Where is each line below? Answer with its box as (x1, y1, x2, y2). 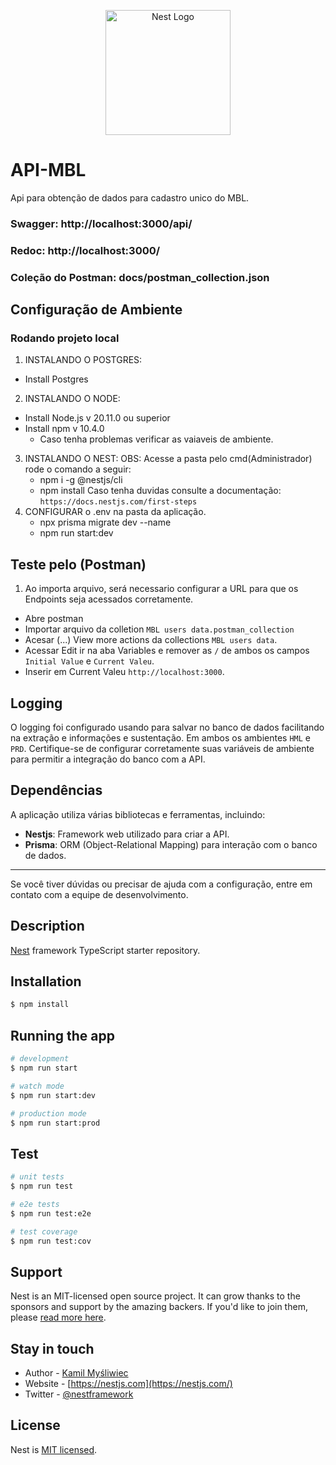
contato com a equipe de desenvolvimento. (10, 888, 189, 900)
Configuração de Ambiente (10, 301, 183, 319)
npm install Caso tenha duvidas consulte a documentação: (39, 485, 282, 497)
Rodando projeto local (10, 331, 120, 345)
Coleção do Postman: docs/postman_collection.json (10, 270, 270, 284)
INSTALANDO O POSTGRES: (24, 354, 143, 366)
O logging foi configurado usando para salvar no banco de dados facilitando (10, 721, 325, 734)
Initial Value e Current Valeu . (24, 655, 155, 667)
